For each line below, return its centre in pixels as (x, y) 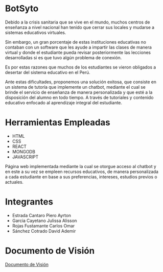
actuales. (14, 182)
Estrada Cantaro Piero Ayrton (41, 215)
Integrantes (29, 202)
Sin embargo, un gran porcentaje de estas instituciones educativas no (76, 42)
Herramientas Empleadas (58, 123)
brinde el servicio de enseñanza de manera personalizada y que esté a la (79, 92)
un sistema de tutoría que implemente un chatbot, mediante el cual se (75, 87)
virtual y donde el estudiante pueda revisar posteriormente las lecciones (78, 52)
